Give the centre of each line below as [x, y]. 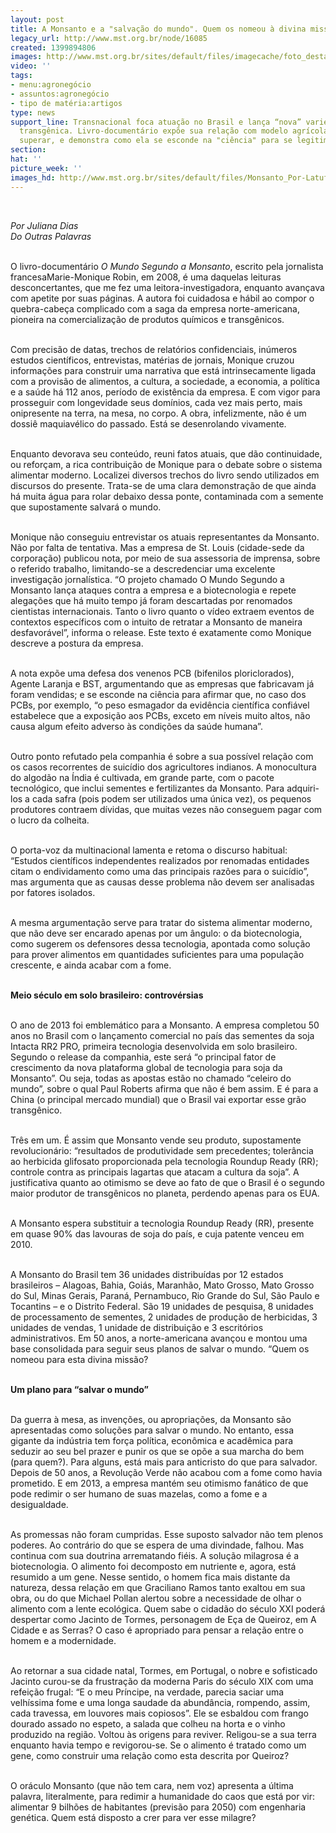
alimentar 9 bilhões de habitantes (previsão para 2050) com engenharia [158, 1807]
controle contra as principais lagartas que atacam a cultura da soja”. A [155, 1172]
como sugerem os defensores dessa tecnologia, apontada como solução [160, 943]
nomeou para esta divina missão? [79, 1359]
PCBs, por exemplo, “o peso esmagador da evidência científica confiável [160, 705]
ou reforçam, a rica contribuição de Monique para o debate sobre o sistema [166, 464]
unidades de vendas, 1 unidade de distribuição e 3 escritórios [137, 1327]
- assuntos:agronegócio [60, 94]
